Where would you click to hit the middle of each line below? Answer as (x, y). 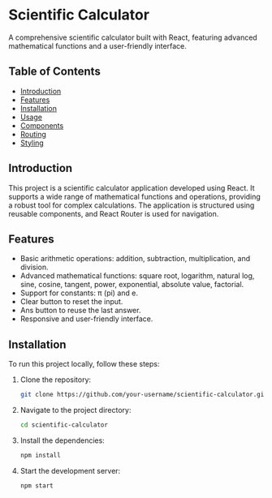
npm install (40, 455)
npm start (37, 485)
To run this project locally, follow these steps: (84, 364)
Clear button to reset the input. (71, 302)
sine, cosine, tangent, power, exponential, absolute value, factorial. (132, 285)
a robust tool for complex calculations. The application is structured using (132, 205)
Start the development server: (70, 470)
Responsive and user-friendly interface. (86, 319)
